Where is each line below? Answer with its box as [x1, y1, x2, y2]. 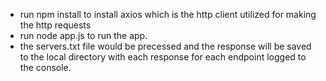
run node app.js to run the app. [19, 30, 148, 41]
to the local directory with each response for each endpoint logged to [19, 51, 307, 63]
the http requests [19, 19, 92, 31]
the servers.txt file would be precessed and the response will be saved [19, 40, 312, 52]
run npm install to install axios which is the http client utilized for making [19, 9, 317, 20]
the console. [19, 62, 72, 73]
